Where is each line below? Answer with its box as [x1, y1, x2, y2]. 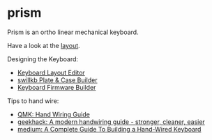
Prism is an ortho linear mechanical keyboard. [7, 28, 139, 36]
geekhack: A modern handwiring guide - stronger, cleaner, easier [17, 117, 206, 126]
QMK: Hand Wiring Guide [17, 110, 91, 118]
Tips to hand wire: [7, 96, 59, 105]
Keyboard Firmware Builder [17, 83, 96, 91]
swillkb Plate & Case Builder [17, 75, 98, 84]
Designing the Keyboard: [7, 54, 79, 63]
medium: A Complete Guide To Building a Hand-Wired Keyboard [17, 125, 202, 133]
